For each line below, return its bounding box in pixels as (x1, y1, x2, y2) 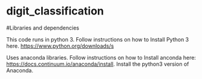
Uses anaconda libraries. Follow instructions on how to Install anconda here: (6, 54, 197, 61)
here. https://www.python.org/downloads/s (6, 42, 114, 49)
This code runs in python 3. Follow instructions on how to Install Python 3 (6, 36, 189, 43)
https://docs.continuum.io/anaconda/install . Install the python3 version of (6, 60, 189, 68)
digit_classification (6, 4, 104, 18)
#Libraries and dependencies (6, 24, 80, 31)
